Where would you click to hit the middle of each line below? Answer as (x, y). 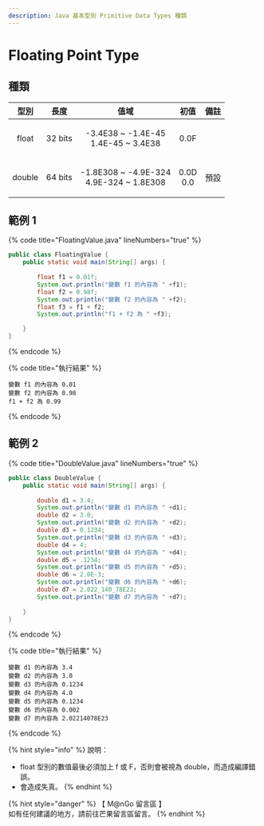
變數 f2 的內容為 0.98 (42, 393)
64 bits (59, 177)
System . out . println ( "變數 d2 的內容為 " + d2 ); (112, 523)
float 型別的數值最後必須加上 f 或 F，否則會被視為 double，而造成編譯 (134, 767)
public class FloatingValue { (59, 255)
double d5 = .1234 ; (69, 560)
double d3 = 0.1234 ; (71, 530)
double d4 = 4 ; (62, 545)
